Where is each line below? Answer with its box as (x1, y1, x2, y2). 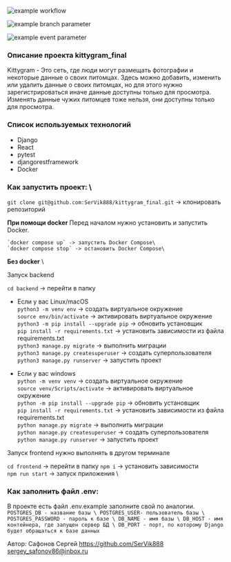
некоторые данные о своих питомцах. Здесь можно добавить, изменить (7, 73, 221, 82)
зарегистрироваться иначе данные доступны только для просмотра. (7, 88, 212, 97)
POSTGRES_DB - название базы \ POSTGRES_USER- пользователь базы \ (7, 510, 205, 516)
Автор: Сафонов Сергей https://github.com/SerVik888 (7, 540, 164, 548)
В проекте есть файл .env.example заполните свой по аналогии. (7, 502, 195, 510)
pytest (17, 150, 36, 159)
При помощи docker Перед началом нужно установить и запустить (7, 218, 208, 227)
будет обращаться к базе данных (7, 528, 100, 534)
